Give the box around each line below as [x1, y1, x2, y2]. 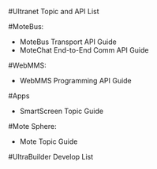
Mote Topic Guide [19, 137, 78, 146]
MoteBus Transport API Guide [19, 37, 117, 46]
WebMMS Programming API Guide [19, 76, 132, 85]
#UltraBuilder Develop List [8, 152, 94, 161]
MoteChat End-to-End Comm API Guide [19, 46, 149, 54]
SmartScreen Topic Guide [19, 106, 104, 116]
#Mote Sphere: [8, 122, 57, 130]
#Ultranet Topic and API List [8, 7, 99, 16]
